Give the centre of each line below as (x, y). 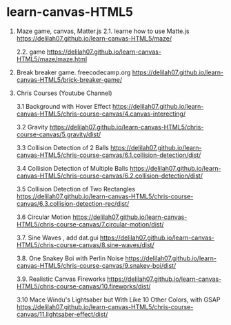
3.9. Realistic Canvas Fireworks (61, 279)
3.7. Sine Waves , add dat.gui (57, 238)
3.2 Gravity (32, 127)
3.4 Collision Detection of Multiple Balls (72, 168)
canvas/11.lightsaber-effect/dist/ (62, 314)
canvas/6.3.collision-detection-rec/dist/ (73, 203)
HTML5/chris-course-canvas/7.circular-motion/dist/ (90, 224)
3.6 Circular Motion (44, 217)
